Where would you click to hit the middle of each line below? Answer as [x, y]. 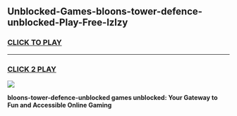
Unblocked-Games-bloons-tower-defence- [105, 12]
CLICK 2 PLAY [32, 69]
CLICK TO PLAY [35, 43]
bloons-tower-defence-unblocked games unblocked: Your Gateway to [113, 97]
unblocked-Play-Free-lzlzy [68, 23]
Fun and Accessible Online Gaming [60, 105]
